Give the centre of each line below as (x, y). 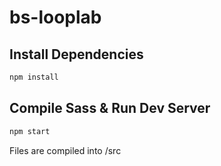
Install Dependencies (76, 54)
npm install (34, 77)
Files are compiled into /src (65, 150)
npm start (30, 131)
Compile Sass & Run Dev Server (110, 108)
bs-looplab (55, 17)
